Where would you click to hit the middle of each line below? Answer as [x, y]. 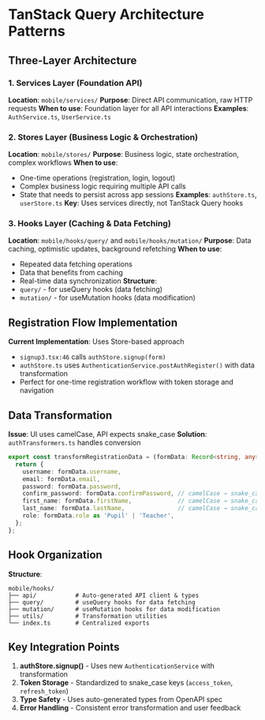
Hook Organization [55, 555]
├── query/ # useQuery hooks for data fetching [102, 602]
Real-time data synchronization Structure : [88, 281]
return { [30, 464]
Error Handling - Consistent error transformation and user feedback [130, 708]
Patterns [37, 31]
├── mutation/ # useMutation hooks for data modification [114, 609]
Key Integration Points [64, 647]
